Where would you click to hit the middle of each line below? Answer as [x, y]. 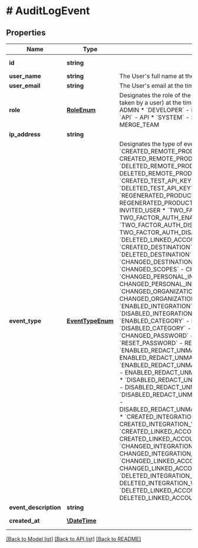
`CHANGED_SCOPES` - [152, 269]
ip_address [25, 134]
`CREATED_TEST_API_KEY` [156, 181]
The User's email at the [151, 86]
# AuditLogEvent [48, 11]
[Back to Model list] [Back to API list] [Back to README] [74, 539]
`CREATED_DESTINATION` [156, 247]
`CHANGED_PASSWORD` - [157, 336]
